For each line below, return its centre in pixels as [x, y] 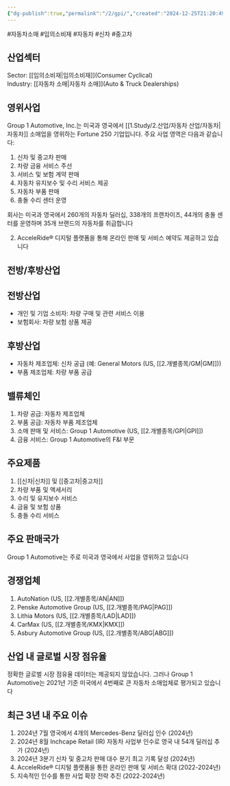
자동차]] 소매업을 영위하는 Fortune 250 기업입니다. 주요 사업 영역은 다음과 [106, 134]
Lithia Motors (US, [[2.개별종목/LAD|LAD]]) [76, 616]
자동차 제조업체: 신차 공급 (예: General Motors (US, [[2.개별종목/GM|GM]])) [119, 364]
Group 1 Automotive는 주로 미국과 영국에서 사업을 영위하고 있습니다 [98, 557]
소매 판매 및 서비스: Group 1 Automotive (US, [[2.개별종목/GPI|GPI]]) [110, 431]
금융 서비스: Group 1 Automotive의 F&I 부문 [76, 439]
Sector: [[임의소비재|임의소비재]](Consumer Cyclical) [80, 76]
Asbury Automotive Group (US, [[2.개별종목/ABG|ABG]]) [95, 633]
